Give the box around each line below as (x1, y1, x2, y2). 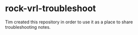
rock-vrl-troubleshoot (5, 3, 96, 14)
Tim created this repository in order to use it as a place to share (5, 19, 133, 25)
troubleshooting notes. (5, 24, 51, 30)
